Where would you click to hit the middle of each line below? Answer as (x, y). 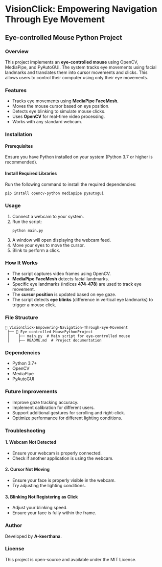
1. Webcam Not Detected (31, 442)
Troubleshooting (25, 431)
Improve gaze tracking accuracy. (45, 402)
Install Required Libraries (31, 173)
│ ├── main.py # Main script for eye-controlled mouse (69, 336)
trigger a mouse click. (34, 305)
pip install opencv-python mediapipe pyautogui (55, 193)
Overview (17, 51)
